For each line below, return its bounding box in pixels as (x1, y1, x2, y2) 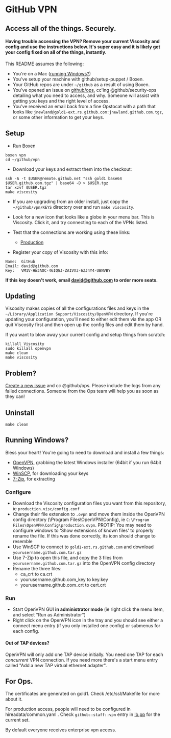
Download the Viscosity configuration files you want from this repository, (12, 500, 166, 506)
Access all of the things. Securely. (5, 24, 116, 33)
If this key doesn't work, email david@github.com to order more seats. (5, 277, 158, 283)
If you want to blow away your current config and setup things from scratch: (5, 332, 166, 338)
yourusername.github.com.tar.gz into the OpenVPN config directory (12, 560, 156, 566)
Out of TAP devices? (5, 640, 50, 646)
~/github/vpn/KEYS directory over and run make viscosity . (12, 204, 135, 210)
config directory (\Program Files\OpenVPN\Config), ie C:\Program (12, 516, 150, 523)
